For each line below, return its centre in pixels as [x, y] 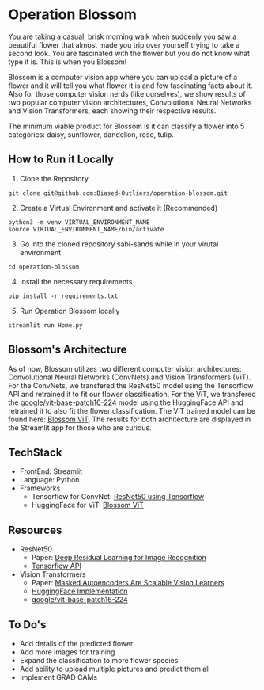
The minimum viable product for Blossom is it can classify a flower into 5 [126, 126]
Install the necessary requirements [76, 281]
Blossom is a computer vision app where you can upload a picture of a [123, 77]
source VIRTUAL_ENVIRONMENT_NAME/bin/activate [86, 229]
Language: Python [49, 480]
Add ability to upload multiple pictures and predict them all [115, 669]
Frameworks [40, 488]
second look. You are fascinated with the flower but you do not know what [129, 53]
